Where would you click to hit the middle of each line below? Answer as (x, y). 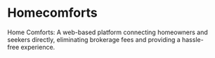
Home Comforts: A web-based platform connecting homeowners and (108, 32)
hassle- (193, 39)
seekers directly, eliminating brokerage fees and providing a (94, 39)
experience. (38, 47)
